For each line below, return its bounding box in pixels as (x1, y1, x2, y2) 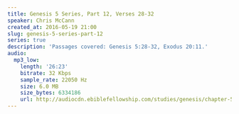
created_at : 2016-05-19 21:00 (7, 23, 97, 30)
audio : (7, 50, 27, 57)
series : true (7, 37, 46, 44)
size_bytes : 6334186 (20, 89, 81, 96)
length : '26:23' (20, 63, 69, 70)
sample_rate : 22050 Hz (20, 76, 87, 84)
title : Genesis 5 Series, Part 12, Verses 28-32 (7, 10, 154, 18)
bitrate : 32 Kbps (20, 69, 72, 76)
